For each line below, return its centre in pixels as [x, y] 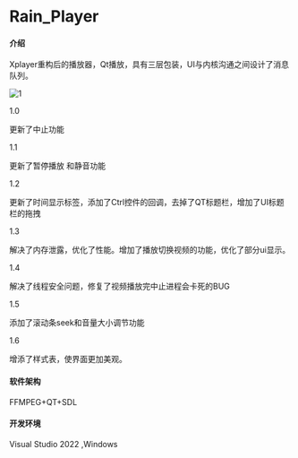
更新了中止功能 [37, 130]
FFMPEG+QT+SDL [43, 402]
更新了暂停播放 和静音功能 [57, 166]
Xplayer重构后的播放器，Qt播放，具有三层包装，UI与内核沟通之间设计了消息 [149, 65]
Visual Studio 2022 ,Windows [64, 444]
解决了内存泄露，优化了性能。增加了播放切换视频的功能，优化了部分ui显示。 [150, 250]
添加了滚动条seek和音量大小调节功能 [77, 323]
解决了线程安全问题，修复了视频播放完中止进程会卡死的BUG [120, 286]
